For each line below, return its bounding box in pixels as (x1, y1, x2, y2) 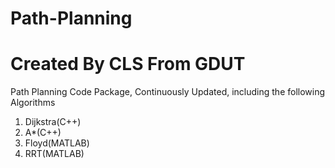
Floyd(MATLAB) (24, 137, 90, 149)
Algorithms (10, 97, 56, 109)
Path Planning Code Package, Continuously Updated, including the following (10, 86, 326, 98)
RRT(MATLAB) (24, 148, 85, 160)
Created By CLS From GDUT (10, 53, 246, 76)
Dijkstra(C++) (24, 116, 82, 128)
